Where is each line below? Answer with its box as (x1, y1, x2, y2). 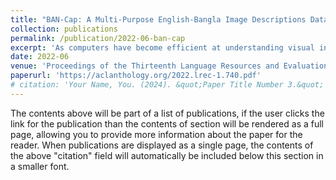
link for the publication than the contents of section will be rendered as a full (10, 117, 324, 130)
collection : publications (10, 24, 118, 34)
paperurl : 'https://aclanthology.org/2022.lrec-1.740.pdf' (10, 71, 262, 81)
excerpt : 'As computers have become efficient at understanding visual (10, 42, 315, 53)
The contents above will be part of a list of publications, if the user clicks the (10, 107, 325, 119)
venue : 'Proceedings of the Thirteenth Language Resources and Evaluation (10, 61, 329, 71)
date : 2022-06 (10, 52, 70, 62)
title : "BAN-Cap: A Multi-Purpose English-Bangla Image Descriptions (10, 14, 307, 25)
